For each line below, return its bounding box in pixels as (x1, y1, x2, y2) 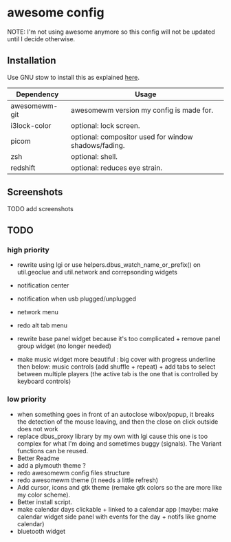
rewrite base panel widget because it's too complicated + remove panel (16, 335, 221, 343)
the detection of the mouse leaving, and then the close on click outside (16, 418, 219, 426)
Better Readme (16, 454, 60, 462)
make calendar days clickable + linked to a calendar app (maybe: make (16, 505, 219, 513)
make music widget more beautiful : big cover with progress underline (16, 356, 216, 364)
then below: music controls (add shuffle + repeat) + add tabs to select (16, 362, 216, 371)
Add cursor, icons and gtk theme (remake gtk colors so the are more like (16, 483, 222, 491)
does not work (16, 424, 58, 433)
